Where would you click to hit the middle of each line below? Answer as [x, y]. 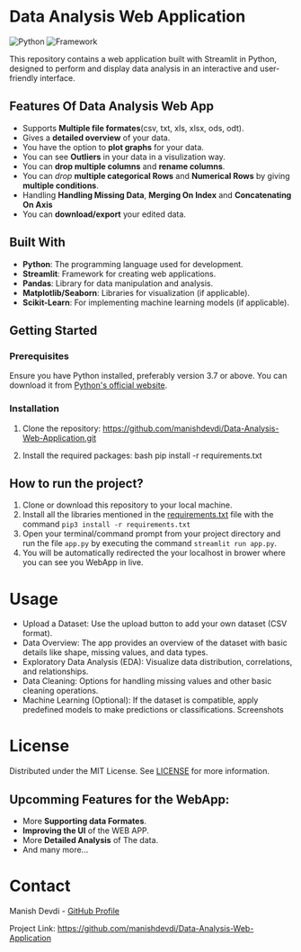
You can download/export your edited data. [104, 214]
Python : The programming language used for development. [133, 264]
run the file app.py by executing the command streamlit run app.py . [149, 543]
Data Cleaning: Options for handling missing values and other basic [147, 681]
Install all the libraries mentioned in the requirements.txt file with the [148, 515]
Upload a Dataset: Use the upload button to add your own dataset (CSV [155, 624]
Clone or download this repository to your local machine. [127, 505]
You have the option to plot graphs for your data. [113, 147]
